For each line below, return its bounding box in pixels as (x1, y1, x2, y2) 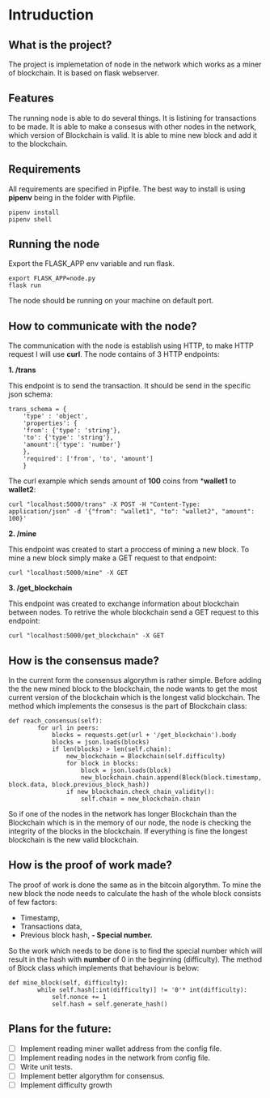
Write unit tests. (19, 1062, 73, 1071)
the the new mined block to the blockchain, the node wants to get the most (8, 684, 258, 694)
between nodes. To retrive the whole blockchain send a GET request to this (8, 607, 259, 617)
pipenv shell (8, 215, 53, 224)
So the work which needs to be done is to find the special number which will (8, 946, 263, 955)
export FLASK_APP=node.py (8, 274, 95, 283)
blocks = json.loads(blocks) (51, 738, 150, 747)
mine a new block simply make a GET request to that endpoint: (8, 553, 217, 563)
